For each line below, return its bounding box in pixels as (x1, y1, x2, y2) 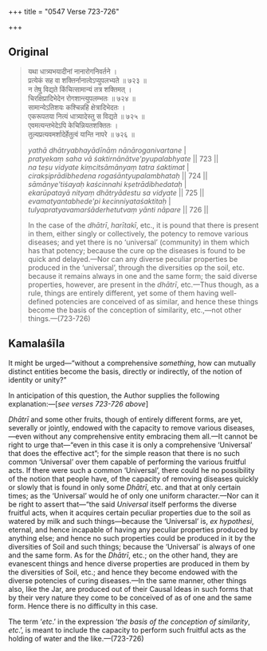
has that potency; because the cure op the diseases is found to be (27, 245, 245, 255)
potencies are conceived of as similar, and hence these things (55, 296, 259, 306)
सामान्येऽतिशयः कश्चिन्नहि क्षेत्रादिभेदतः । (27, 102, 126, 112)
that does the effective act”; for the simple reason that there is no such (8, 448, 241, 458)
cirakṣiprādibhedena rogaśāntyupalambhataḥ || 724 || (27, 171, 208, 181)
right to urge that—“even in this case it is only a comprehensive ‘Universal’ (8, 439, 253, 450)
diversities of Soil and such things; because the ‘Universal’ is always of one (8, 542, 256, 551)
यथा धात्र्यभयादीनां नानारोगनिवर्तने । (27, 66, 118, 76)
